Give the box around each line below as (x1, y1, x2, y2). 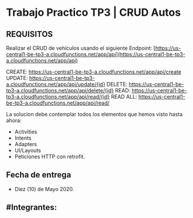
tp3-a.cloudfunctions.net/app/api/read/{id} (6, 94, 110, 100)
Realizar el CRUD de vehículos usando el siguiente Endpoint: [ (6, 44, 155, 51)
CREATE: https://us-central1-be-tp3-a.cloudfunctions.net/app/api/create (6, 68, 182, 75)
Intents (14, 134, 32, 141)
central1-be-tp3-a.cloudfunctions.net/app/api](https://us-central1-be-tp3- (6, 51, 186, 58)
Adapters (14, 141, 37, 147)
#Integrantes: (6, 202, 57, 213)
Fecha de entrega (6, 170, 72, 180)
